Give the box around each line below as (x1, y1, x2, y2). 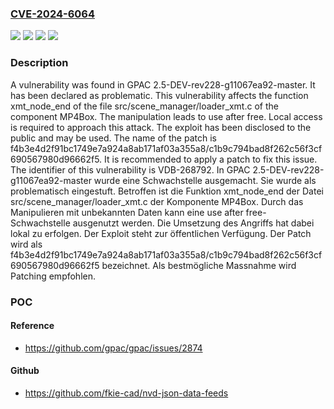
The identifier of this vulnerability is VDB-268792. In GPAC (10, 163, 251, 176)
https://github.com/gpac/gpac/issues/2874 (24, 342, 203, 354)
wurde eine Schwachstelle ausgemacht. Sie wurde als (93, 174, 317, 186)
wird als (10, 238, 43, 250)
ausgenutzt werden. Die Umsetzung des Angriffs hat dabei (72, 217, 315, 229)
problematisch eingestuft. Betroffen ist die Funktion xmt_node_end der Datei (10, 185, 324, 197)
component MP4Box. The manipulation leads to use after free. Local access (10, 110, 323, 122)
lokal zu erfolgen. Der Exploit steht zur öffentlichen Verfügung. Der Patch (10, 227, 312, 239)
